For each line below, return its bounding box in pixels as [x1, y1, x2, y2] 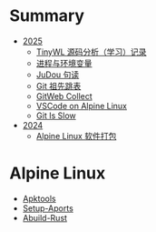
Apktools [22, 193, 56, 204]
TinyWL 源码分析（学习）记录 [35, 46, 147, 57]
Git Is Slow [35, 110, 77, 121]
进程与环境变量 [35, 57, 93, 68]
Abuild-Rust [22, 212, 68, 223]
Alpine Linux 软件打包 [35, 130, 117, 141]
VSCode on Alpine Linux [35, 100, 128, 111]
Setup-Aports [22, 202, 74, 214]
